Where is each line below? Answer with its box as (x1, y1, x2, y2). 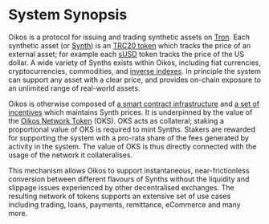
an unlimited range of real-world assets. (8, 83, 141, 93)
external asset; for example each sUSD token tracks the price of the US (8, 49, 245, 59)
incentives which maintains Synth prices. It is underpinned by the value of (8, 107, 253, 117)
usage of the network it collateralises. (8, 150, 133, 160)
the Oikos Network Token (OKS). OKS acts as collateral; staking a (8, 116, 225, 125)
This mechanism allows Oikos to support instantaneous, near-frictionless (8, 165, 250, 175)
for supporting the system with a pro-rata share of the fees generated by (8, 132, 249, 142)
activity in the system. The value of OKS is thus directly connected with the (8, 141, 257, 151)
